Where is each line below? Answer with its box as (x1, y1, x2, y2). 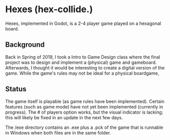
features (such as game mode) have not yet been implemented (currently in (5, 103, 163, 110)
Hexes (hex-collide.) (5, 4, 93, 15)
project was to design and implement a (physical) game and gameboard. (5, 59, 157, 65)
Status (5, 85, 27, 93)
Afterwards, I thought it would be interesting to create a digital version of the (5, 64, 165, 71)
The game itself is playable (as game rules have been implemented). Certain (5, 98, 165, 104)
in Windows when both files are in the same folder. (5, 129, 111, 135)
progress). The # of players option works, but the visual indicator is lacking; (5, 109, 163, 115)
